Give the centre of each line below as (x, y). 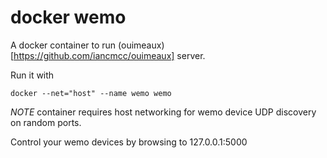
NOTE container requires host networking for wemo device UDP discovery (163, 112)
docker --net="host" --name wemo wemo (91, 93)
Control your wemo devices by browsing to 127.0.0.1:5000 (129, 142)
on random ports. (46, 122)
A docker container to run (63, 45)
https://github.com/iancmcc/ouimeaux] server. (109, 55)
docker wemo (68, 17)
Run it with (32, 75)
